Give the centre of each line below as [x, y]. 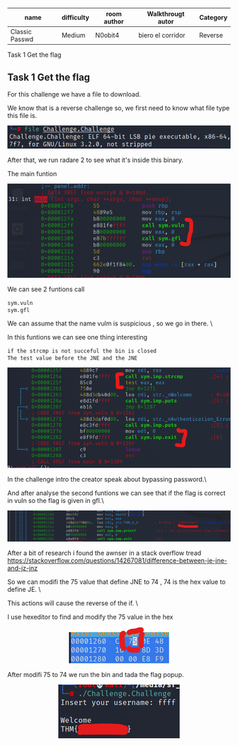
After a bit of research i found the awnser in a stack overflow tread [104, 553]
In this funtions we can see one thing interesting [77, 337]
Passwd [22, 39]
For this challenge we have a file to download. [74, 94]
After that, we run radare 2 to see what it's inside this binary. [96, 160]
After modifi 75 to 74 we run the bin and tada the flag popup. [96, 675]
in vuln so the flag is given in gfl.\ [56, 500]
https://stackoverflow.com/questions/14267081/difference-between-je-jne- [118, 561]
